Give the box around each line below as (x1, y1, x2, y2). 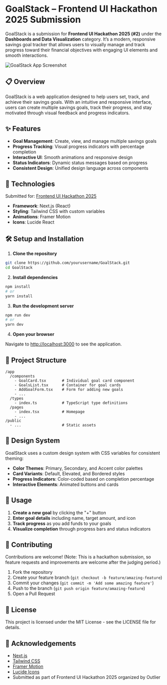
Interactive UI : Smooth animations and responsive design (12, 154, 133, 160)
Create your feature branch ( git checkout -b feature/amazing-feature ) (12, 575, 162, 581)
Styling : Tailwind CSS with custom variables (12, 208, 105, 214)
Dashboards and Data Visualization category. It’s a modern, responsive (5, 36, 156, 42)
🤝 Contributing (5, 541, 53, 549)
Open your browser (12, 331, 55, 337)
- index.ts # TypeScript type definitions (14, 400, 128, 406)
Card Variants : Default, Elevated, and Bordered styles (12, 471, 125, 477)
